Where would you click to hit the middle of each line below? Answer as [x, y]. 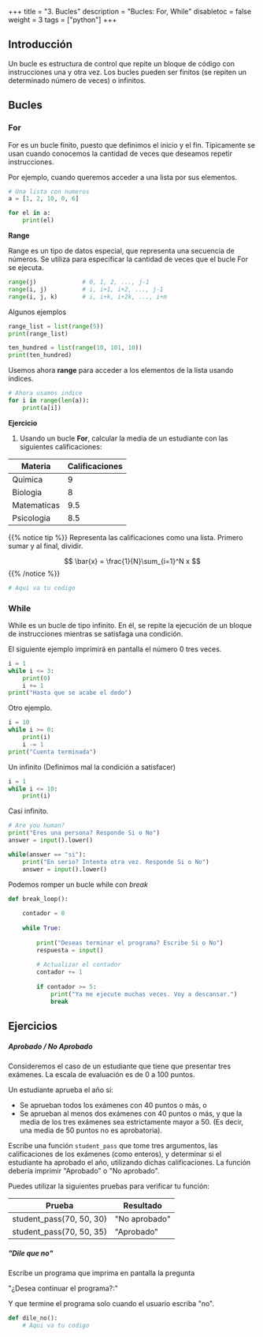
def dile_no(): [33, 1318]
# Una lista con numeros [49, 192]
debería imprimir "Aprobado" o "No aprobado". [84, 1171]
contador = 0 [44, 914]
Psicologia [31, 518]
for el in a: [30, 213]
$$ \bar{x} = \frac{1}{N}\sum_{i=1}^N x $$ [132, 561]
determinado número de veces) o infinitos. [77, 80]
